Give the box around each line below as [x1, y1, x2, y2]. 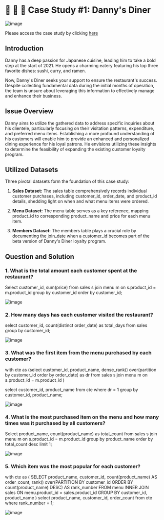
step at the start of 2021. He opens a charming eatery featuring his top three [5, 62, 159, 68]
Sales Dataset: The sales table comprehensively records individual [12, 188, 147, 194]
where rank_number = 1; [5, 500, 54, 506]
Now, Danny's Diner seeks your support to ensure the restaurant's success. [5, 77, 157, 83]
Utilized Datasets [5, 165, 59, 173]
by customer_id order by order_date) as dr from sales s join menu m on [5, 372, 148, 378]
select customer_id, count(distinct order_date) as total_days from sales [5, 322, 147, 328]
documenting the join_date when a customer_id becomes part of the [12, 233, 150, 239]
